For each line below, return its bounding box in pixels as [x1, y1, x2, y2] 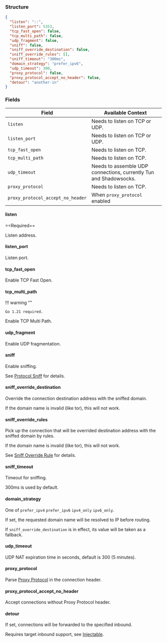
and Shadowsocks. [91, 175, 136, 182]
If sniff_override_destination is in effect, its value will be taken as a [5, 526, 146, 532]
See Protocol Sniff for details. [5, 373, 66, 379]
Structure [5, 3, 29, 10]
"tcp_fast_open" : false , [9, 28, 61, 33]
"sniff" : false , [9, 42, 43, 48]
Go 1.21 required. [5, 310, 43, 315]
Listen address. [5, 232, 37, 238]
